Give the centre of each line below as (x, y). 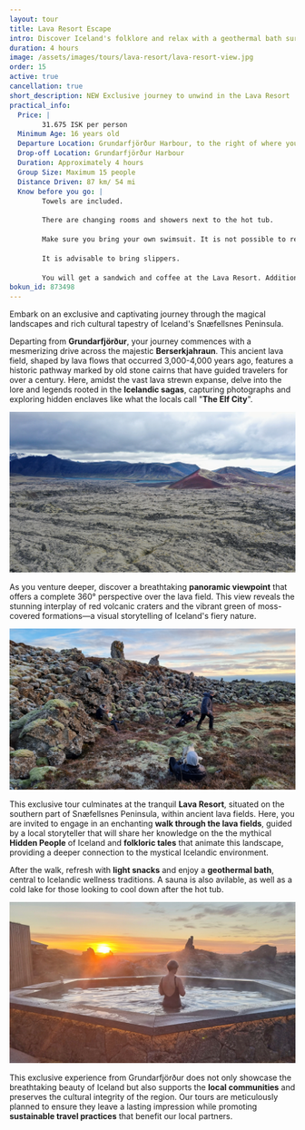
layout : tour (34, 19)
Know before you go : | (60, 192)
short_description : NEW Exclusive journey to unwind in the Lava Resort (150, 95)
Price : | (34, 115)
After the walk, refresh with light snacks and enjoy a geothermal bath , (142, 870)
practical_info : (40, 105)
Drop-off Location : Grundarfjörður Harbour (101, 153)
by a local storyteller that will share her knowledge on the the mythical (141, 833)
